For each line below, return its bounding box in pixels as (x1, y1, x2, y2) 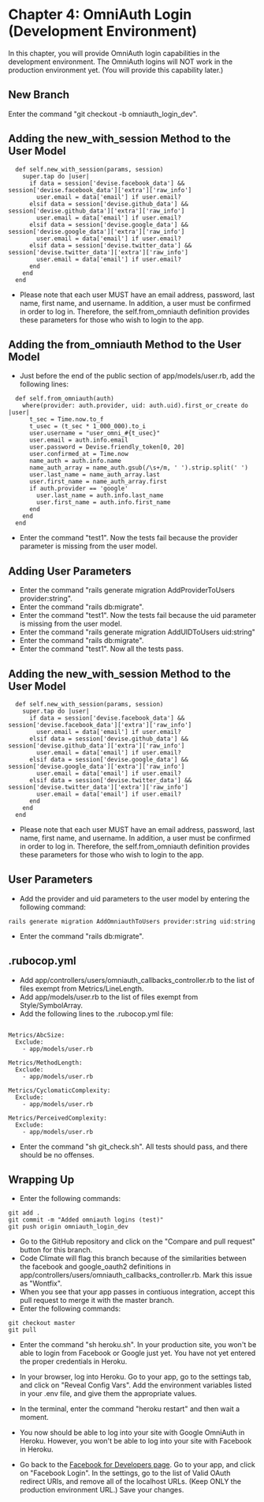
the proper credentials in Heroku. (19, 1357, 128, 1366)
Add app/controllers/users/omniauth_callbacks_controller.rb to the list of (19, 975, 255, 984)
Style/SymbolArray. (19, 1000, 83, 1010)
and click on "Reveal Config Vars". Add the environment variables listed (19, 1380, 252, 1390)
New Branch (8, 88, 69, 102)
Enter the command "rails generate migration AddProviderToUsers (19, 585, 235, 595)
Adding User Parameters (8, 564, 132, 578)
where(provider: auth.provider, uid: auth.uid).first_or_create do (22, 401, 248, 410)
